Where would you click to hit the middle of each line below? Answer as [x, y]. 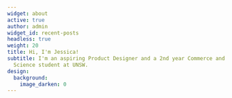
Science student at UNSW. [51, 65]
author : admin [28, 26]
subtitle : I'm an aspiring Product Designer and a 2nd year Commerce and [116, 59]
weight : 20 [23, 46]
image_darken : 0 [43, 84]
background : [31, 78]
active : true [26, 20]
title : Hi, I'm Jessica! [43, 52]
